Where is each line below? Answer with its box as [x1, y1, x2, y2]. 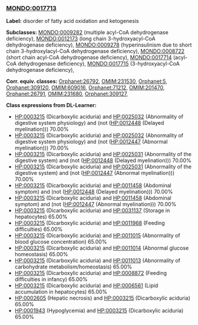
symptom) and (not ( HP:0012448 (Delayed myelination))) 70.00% [14, 188, 173, 195]
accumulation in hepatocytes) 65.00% [14, 288, 108, 296]
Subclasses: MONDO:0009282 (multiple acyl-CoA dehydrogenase [6, 29, 169, 36]
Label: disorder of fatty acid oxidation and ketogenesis [6, 18, 140, 25]
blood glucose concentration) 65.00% [14, 238, 107, 246]
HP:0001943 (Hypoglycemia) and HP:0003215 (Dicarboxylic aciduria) [14, 307, 184, 314]
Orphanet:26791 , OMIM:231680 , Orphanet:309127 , [6, 90, 128, 98]
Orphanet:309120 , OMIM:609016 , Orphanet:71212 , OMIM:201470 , [6, 84, 165, 91]
